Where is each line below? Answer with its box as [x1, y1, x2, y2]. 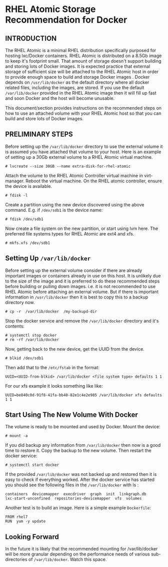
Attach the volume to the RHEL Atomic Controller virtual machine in [5, 172, 143, 178]
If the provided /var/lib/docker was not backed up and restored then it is [5, 471, 157, 477]
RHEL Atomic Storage [5, 4, 96, 15]
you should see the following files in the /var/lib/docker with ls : [5, 482, 139, 488]
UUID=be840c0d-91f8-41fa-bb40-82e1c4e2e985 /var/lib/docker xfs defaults [5, 392, 162, 398]
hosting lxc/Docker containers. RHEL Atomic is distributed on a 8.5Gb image [5, 53, 162, 59]
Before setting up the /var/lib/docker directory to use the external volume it [5, 143, 163, 149]
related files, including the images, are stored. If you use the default [5, 85, 144, 91]
